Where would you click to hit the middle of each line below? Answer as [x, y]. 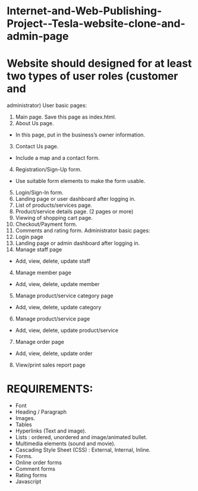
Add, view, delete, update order [54, 353]
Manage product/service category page [64, 296]
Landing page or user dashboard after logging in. [76, 199]
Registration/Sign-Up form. [48, 170]
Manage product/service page [53, 319]
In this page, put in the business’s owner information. [80, 135]
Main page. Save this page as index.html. [66, 117]
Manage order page [40, 342]
